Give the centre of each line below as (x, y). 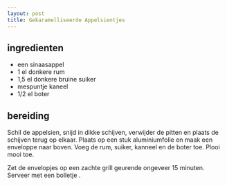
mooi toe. (21, 155)
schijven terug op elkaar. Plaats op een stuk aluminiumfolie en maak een (110, 140)
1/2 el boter (33, 94)
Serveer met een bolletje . (44, 175)
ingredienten (36, 48)
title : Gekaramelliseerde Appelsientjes (66, 20)
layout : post (26, 13)
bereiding (28, 116)
